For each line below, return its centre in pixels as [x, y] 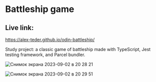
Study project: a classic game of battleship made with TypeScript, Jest [78, 49]
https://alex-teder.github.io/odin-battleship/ [50, 39]
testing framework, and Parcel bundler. [45, 54]
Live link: [19, 28]
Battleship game [40, 9]
